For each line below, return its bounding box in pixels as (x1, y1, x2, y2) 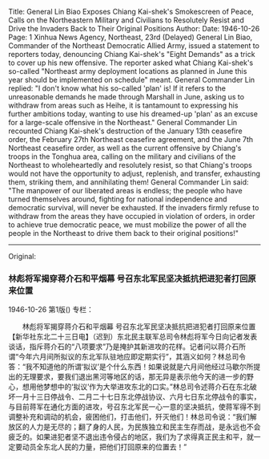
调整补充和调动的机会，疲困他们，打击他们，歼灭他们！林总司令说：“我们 (8, 412, 251, 422)
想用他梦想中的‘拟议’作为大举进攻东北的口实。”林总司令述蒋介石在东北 (22, 382, 251, 392)
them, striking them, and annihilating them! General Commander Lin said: (8, 177, 250, 187)
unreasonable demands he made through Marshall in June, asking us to (8, 92, 245, 101)
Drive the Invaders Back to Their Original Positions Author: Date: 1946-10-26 (8, 24, 260, 33)
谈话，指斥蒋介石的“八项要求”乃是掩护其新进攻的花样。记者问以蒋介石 (8, 342, 239, 351)
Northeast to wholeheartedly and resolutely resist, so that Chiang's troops (8, 160, 252, 169)
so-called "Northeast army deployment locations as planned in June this (8, 67, 247, 75)
